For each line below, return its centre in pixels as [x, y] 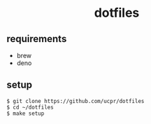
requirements [37, 39]
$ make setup [26, 113]
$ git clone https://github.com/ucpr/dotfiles [75, 101]
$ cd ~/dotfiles [30, 107]
